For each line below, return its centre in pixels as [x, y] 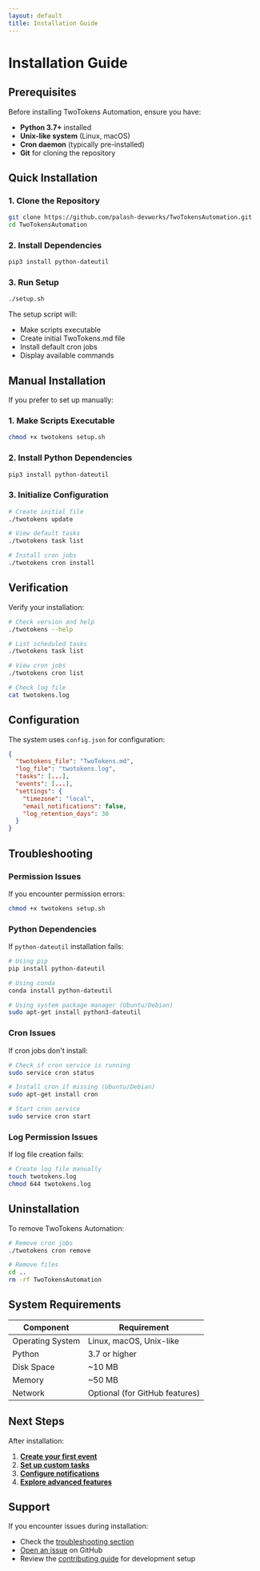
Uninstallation [44, 1209]
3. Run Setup [34, 283]
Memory [28, 1379]
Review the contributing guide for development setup [108, 1559]
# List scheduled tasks [48, 644]
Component [46, 1327]
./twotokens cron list [46, 673]
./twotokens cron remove [50, 1250]
